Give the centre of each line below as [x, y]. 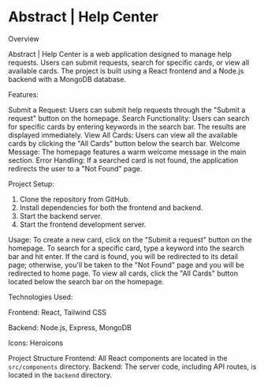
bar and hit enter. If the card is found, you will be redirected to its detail [123, 256]
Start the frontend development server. [83, 224]
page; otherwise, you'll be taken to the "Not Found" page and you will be [126, 265]
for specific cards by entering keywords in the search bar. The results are [127, 126]
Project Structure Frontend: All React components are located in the [118, 358]
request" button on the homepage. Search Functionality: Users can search [129, 118]
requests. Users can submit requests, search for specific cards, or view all [129, 62]
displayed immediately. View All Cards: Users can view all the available [123, 135]
